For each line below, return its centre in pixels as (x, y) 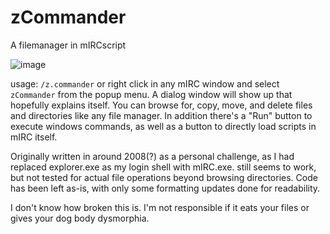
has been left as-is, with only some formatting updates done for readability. (165, 188)
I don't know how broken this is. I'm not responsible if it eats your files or (160, 207)
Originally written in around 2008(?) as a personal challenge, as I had (152, 156)
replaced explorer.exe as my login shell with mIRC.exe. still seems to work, (163, 167)
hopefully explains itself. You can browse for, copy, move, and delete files (161, 105)
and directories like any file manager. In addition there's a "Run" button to (161, 115)
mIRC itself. (34, 137)
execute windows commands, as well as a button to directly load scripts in (163, 126)
